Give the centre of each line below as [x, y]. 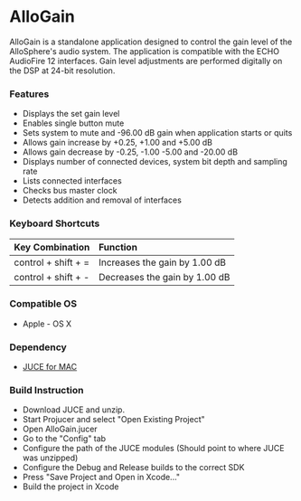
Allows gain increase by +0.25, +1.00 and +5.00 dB [117, 143]
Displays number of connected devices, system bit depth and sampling [155, 162]
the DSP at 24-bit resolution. [62, 71]
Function [118, 247]
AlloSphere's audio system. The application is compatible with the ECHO [145, 51]
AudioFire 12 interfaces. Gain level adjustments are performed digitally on [146, 61]
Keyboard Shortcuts [55, 223]
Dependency [38, 347]
